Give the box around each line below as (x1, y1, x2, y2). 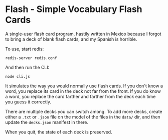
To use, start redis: (5, 46, 44, 52)
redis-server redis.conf (5, 55, 57, 61)
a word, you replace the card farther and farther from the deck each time (5, 93, 156, 99)
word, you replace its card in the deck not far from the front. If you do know (5, 88, 161, 94)
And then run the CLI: (5, 64, 50, 70)
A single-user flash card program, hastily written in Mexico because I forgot (5, 31, 161, 37)
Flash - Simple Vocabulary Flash (5, 4, 142, 15)
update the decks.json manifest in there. (5, 119, 89, 125)
